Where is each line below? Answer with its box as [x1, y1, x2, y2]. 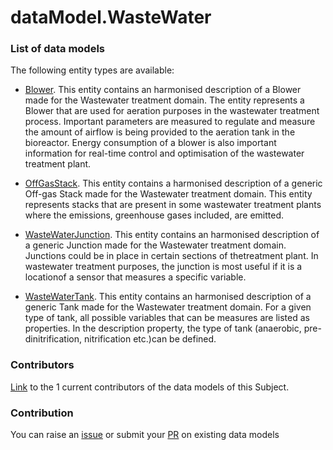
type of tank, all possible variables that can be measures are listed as [24, 312, 310, 324]
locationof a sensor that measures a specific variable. [24, 271, 247, 283]
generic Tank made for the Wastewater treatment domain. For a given [24, 301, 312, 313]
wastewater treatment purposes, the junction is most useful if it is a [24, 261, 303, 273]
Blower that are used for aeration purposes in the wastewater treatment [24, 105, 320, 117]
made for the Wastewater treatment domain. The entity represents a [24, 94, 305, 106]
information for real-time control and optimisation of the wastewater [24, 147, 305, 160]
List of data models [10, 42, 105, 56]
